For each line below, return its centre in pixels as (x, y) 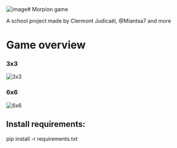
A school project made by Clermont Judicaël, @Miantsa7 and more (89, 21)
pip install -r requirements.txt (42, 138)
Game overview (46, 45)
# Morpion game (48, 9)
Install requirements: (46, 124)
